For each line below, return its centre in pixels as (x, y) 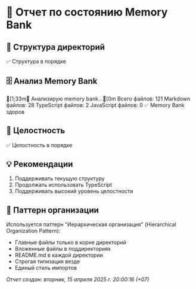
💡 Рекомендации (40, 164)
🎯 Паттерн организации (53, 210)
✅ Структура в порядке (36, 61)
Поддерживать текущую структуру (60, 178)
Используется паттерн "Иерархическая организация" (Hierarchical (91, 224)
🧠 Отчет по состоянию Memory (87, 12)
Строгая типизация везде (47, 261)
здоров (15, 112)
